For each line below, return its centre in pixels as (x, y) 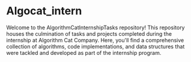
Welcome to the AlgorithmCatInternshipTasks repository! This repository (95, 27)
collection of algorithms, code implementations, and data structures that (95, 46)
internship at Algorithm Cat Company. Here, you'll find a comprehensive (95, 40)
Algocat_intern (44, 11)
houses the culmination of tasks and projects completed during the (89, 33)
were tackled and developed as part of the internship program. (84, 52)
